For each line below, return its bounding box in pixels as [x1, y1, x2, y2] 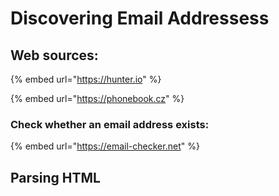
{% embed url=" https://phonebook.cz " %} [10, 93, 185, 104]
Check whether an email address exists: [10, 117, 210, 131]
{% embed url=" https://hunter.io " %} [10, 73, 162, 85]
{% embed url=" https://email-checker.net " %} [10, 140, 200, 152]
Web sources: [10, 47, 99, 64]
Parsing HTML [10, 169, 101, 186]
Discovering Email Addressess [10, 7, 270, 30]
